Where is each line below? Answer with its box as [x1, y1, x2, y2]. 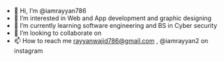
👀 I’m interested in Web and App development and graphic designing [13, 14, 211, 22]
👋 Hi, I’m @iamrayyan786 [13, 7, 87, 15]
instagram [13, 47, 43, 55]
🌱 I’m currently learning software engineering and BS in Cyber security [13, 22, 218, 29]
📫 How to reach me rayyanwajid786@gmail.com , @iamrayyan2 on [13, 37, 209, 45]
